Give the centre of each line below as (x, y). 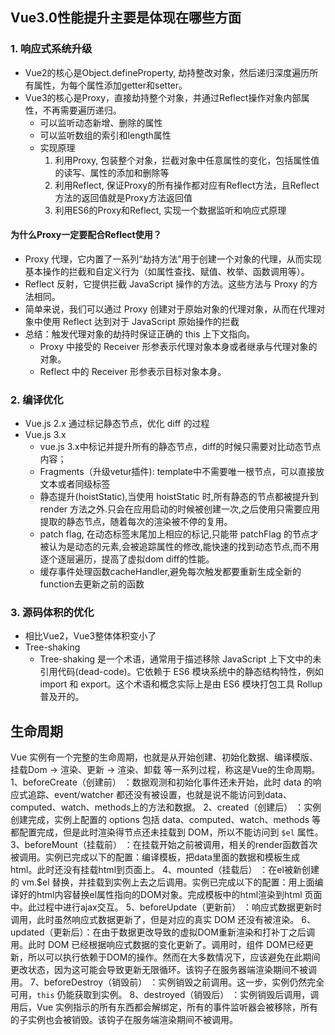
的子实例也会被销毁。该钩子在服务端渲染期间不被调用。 (124, 1020)
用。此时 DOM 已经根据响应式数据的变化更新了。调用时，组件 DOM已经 (157, 945)
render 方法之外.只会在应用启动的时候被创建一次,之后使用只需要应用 (180, 509)
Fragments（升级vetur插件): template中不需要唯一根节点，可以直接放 (182, 472)
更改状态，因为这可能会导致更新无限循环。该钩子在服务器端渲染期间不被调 (163, 970)
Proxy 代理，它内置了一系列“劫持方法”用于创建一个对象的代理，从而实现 (173, 259)
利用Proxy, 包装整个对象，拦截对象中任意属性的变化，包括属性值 (187, 160)
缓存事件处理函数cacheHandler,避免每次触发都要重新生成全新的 (170, 572)
